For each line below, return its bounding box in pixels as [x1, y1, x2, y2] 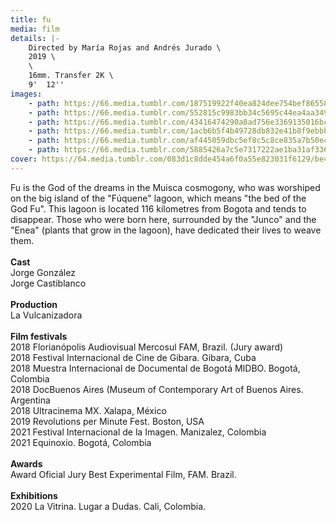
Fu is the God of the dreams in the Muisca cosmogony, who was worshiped [10, 181, 321, 193]
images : [10, 89, 43, 99]
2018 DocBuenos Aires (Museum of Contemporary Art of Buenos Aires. [10, 383, 304, 395]
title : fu [10, 14, 52, 25]
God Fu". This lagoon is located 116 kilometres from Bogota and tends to [10, 202, 307, 215]
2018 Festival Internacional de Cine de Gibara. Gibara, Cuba [10, 351, 257, 363]
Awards [10, 457, 43, 470]
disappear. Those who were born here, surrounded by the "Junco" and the [10, 213, 317, 225]
